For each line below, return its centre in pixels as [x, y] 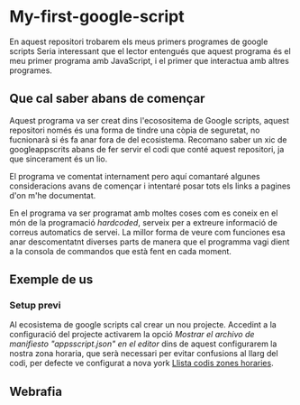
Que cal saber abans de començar [107, 99]
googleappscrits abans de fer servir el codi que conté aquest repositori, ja [147, 149]
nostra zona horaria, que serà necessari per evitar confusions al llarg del [144, 354]
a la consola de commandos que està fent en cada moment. [121, 251]
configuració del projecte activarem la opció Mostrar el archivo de [132, 335]
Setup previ [35, 306]
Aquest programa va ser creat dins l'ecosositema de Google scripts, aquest [150, 120]
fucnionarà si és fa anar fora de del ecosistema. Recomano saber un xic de [148, 139]
